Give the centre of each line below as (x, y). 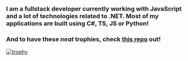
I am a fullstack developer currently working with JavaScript (94, 9)
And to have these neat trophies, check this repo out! (83, 39)
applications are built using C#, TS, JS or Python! (78, 23)
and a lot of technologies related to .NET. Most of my (83, 16)
